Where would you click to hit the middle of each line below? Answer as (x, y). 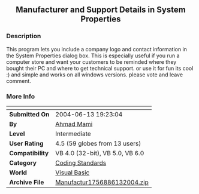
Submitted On (29, 114)
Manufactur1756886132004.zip (102, 182)
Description (24, 36)
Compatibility (29, 153)
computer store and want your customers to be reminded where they (91, 61)
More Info (21, 96)
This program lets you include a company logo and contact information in (97, 49)
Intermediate (73, 134)
